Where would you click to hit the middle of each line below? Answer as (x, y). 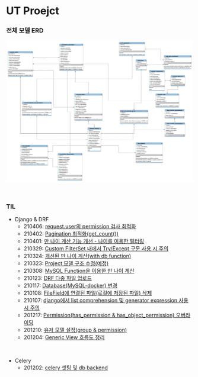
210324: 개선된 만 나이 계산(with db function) (77, 256)
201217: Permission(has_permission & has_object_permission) (99, 315)
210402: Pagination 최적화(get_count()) (71, 234)
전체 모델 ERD (25, 31)
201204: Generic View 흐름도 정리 (64, 337)
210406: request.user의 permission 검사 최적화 (80, 227)
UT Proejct (33, 11)
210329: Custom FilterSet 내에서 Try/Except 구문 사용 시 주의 (96, 249)
